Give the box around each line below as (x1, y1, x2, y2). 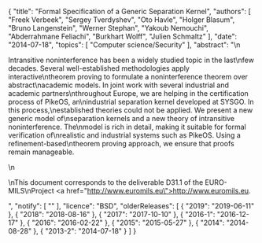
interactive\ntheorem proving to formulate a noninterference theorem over (8, 72, 249, 81)
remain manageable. (8, 147, 75, 156)
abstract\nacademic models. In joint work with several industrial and (8, 80, 230, 90)
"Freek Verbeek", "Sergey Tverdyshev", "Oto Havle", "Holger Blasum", (8, 15, 235, 24)
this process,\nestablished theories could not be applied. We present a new (8, 105, 253, 115)
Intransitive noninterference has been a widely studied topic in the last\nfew (8, 55, 254, 64)
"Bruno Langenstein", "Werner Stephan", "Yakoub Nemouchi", (8, 24, 208, 32)
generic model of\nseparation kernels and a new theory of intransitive (8, 114, 234, 123)
